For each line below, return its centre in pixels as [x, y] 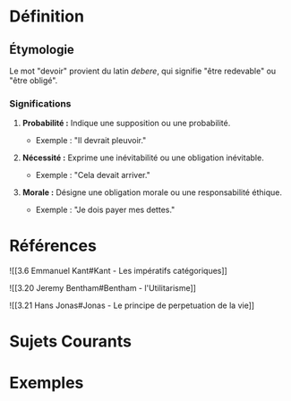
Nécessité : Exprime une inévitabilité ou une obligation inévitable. [143, 158]
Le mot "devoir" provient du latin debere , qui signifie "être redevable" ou [143, 71]
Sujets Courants [71, 341]
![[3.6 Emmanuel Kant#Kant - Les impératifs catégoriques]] [119, 271]
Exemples [47, 383]
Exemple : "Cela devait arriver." [93, 175]
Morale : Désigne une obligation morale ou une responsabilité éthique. [152, 192]
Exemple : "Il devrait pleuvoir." [91, 141]
